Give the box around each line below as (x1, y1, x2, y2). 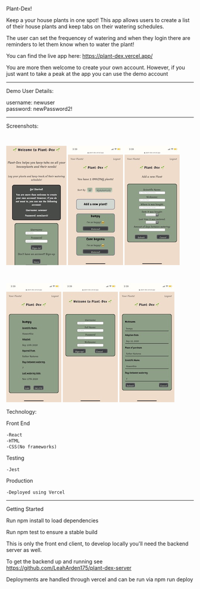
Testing (6, 454, 25, 461)
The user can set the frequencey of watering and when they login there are (6, 35, 190, 41)
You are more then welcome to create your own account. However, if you (6, 64, 186, 71)
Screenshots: (6, 122, 39, 129)
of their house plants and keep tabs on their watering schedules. (6, 23, 165, 30)
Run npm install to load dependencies (6, 517, 99, 524)
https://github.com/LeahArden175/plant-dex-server (6, 565, 132, 571)
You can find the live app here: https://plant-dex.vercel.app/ (6, 52, 153, 59)
